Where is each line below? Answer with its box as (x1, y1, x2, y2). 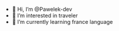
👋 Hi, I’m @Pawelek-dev (12, 6, 73, 13)
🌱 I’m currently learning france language (12, 18, 114, 25)
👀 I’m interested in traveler (12, 12, 78, 19)
